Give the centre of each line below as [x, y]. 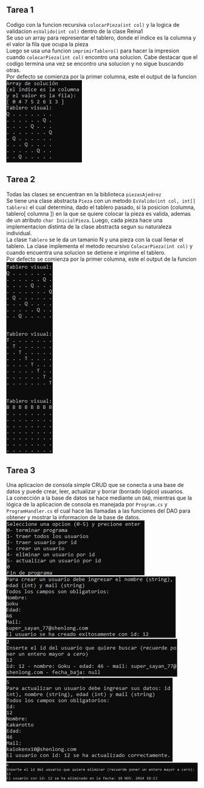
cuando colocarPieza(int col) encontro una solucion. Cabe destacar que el [102, 57]
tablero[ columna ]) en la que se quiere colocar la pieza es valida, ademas [99, 213]
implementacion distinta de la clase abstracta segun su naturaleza [89, 226]
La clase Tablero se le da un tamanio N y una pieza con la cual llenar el [95, 240]
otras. [14, 70]
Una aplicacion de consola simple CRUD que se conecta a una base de [95, 485]
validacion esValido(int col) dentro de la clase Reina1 [75, 31]
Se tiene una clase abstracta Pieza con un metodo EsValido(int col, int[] [101, 201]
